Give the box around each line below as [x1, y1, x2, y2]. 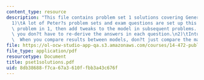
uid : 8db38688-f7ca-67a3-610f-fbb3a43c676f [6, 64, 118, 71]
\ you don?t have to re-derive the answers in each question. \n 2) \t [12, 31, 189, 37]
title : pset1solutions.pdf [6, 59, 75, 65]
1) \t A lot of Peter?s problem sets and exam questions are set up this [12, 20, 197, 26]
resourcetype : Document [6, 54, 67, 60]
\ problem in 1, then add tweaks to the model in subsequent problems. [12, 25, 197, 32]
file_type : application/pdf [6, 48, 78, 54]
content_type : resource [6, 8, 67, 15]
